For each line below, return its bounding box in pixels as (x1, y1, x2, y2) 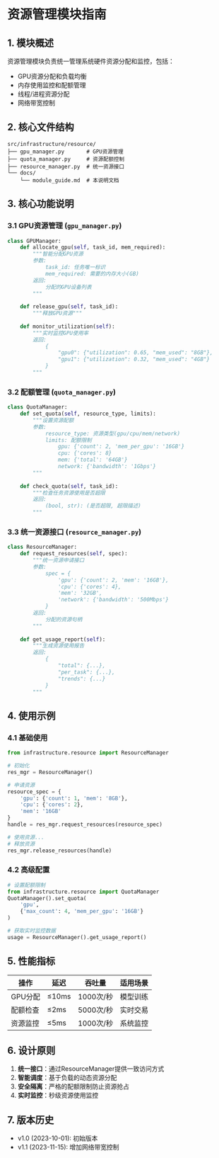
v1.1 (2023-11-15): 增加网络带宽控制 (17, 1143, 119, 1152)
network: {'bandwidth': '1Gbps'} (57, 463, 157, 470)
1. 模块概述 (7, 37, 54, 49)
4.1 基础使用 (7, 732, 48, 742)
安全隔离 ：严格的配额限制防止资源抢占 (17, 1082, 129, 1091)
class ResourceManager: (7, 543, 78, 551)
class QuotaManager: (7, 404, 69, 411)
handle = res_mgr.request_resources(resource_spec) (7, 821, 162, 829)
